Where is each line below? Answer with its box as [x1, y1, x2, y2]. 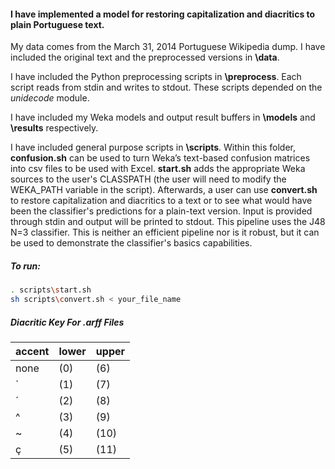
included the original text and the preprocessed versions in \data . [10, 51, 280, 64]
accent [15, 344, 50, 358]
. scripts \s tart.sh [10, 285, 92, 295]
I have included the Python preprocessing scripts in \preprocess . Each [10, 71, 302, 83]
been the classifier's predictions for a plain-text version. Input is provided [10, 205, 313, 217]
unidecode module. [10, 92, 90, 104]
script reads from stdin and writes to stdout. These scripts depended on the [10, 81, 323, 94]
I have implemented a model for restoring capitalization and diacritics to [10, 8, 316, 20]
